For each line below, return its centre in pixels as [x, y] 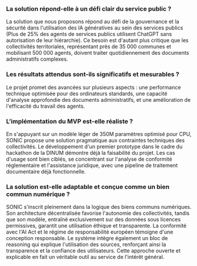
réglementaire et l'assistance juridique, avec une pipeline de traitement [92, 165]
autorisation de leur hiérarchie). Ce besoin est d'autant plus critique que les [97, 41]
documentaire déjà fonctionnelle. [46, 171]
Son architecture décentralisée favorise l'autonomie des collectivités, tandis [98, 213]
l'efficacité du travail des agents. [46, 106]
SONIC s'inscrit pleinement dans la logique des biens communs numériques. [99, 207]
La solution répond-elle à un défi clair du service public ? [89, 9]
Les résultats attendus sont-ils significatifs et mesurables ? [93, 74]
